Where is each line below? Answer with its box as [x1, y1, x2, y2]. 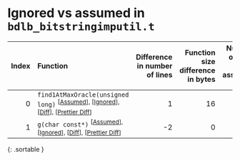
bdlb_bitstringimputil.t [7, 20, 155, 33]
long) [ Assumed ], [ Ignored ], [37, 97, 120, 109]
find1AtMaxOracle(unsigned [37, 90, 129, 99]
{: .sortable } [7, 144, 44, 154]
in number [136, 60, 173, 70]
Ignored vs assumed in [7, 5, 145, 21]
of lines [146, 70, 173, 80]
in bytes [187, 74, 216, 84]
